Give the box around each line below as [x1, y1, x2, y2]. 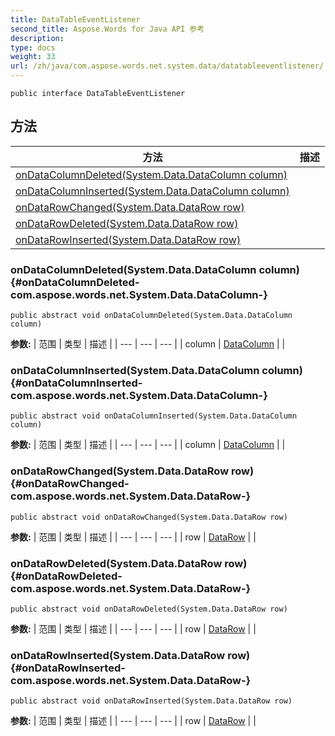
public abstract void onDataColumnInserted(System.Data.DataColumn [10, 411, 298, 421]
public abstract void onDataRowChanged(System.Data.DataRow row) [10, 512, 288, 522]
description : [10, 33, 65, 43]
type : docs [10, 42, 56, 53]
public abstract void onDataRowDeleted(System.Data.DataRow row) [10, 604, 288, 614]
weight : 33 [10, 52, 56, 62]
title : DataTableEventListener [10, 14, 141, 25]
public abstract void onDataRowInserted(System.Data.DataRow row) [10, 696, 293, 706]
